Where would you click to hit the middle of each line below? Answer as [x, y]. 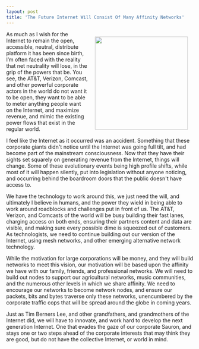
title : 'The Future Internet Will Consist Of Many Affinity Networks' [95, 17]
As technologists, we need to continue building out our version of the [91, 234]
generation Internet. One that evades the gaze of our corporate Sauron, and [99, 326]
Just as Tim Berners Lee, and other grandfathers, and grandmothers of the [98, 314]
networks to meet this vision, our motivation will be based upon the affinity [97, 265]
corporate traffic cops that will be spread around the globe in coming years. [99, 302]
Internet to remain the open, [40, 40]
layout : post [22, 12]
